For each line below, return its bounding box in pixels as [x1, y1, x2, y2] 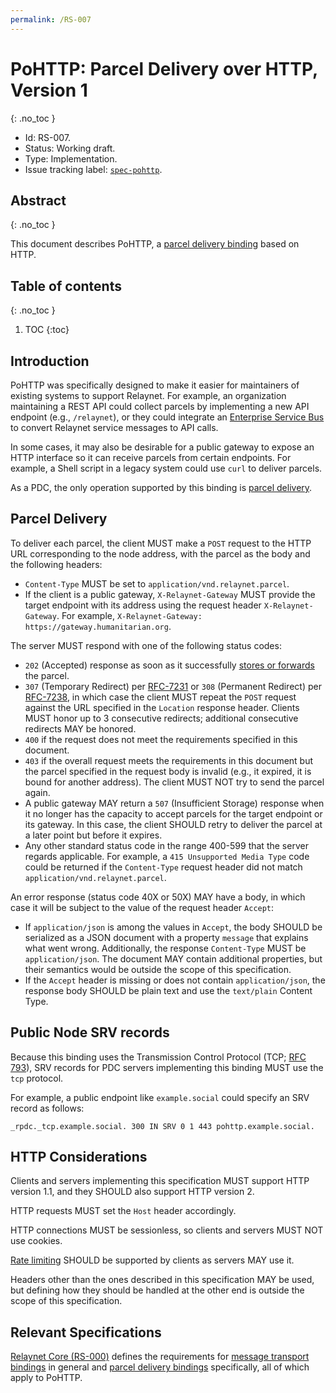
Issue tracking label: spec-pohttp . [24, 163, 163, 175]
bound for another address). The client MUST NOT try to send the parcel [24, 776, 325, 788]
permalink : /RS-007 [10, 14, 92, 25]
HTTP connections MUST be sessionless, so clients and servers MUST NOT [10, 1224, 324, 1236]
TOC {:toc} [24, 324, 70, 336]
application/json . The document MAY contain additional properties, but [24, 952, 323, 965]
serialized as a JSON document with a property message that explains [24, 931, 309, 943]
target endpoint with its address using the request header [24, 599, 262, 611]
